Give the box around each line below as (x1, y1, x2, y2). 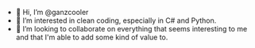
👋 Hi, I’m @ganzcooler (15, 8, 89, 17)
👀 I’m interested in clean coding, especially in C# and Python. (15, 16, 217, 25)
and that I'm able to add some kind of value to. (15, 32, 168, 42)
